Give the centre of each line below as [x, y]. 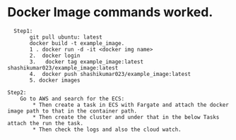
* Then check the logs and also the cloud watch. [107, 129]
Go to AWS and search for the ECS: [72, 98]
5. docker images [55, 80]
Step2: [17, 92]
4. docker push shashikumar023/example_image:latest [110, 74]
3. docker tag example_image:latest [86, 62]
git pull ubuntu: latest [66, 37]
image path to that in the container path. [72, 111]
